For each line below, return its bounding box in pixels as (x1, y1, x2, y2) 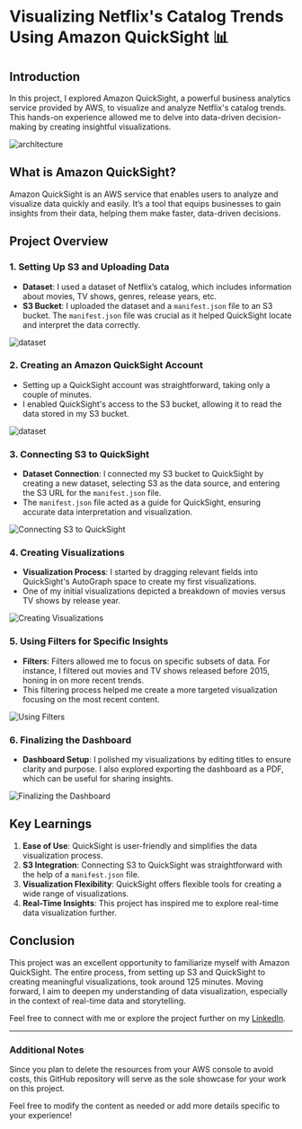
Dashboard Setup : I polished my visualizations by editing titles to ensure (22, 754, 292, 764)
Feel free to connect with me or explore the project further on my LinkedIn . (9, 1012, 286, 1023)
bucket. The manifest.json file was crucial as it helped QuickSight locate (22, 310, 292, 321)
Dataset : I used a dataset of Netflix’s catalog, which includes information (22, 281, 292, 292)
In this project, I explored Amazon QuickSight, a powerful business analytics (9, 93, 291, 103)
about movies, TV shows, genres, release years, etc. (22, 290, 218, 302)
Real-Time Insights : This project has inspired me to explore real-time (22, 897, 279, 908)
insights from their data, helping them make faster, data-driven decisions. (9, 207, 281, 218)
